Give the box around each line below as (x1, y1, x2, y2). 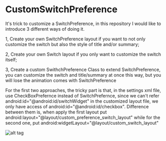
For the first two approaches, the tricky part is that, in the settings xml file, (5, 87, 161, 93)
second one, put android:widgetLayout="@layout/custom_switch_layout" (5, 120, 159, 126)
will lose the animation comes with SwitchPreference (5, 77, 116, 83)
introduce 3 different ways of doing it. (5, 26, 85, 32)
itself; (5, 56, 17, 62)
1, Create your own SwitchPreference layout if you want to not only (5, 36, 146, 42)
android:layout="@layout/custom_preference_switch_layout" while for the (5, 114, 160, 121)
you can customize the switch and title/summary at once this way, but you (5, 72, 161, 78)
